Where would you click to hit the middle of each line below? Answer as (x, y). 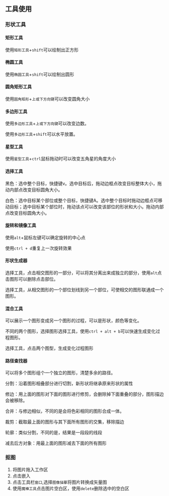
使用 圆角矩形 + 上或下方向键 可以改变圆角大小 (48, 99)
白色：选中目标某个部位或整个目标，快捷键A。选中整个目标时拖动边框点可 (82, 200)
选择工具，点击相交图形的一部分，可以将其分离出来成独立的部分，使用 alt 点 (83, 273)
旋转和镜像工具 (21, 225)
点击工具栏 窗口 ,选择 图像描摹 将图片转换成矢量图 (60, 482)
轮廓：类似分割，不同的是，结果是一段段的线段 (54, 433)
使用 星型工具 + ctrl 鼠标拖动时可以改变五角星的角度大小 (61, 159)
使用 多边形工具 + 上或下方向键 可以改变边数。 (47, 123)
